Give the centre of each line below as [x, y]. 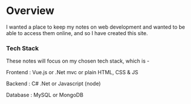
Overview [30, 11]
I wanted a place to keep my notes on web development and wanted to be [95, 27]
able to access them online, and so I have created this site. [77, 33]
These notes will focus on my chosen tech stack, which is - [78, 61]
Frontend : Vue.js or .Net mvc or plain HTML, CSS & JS [72, 72]
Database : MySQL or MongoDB [45, 95]
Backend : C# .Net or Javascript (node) [53, 84]
